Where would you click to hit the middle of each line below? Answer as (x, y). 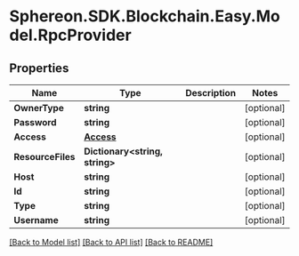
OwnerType (39, 108)
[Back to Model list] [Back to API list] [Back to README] (111, 242)
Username (36, 220)
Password (35, 122)
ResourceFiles (44, 157)
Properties (39, 68)
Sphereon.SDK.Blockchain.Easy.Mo (145, 16)
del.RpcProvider (70, 35)
